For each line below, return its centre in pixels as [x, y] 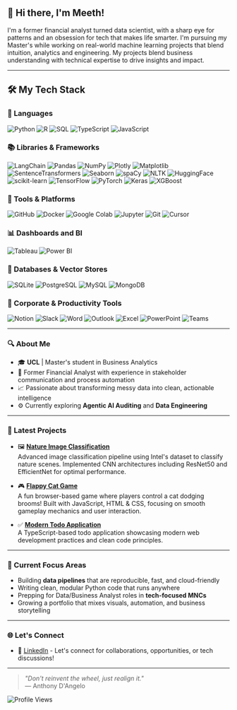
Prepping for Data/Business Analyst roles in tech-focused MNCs [112, 595]
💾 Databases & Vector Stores [57, 269]
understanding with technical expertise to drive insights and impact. [106, 60]
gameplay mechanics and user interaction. [79, 511]
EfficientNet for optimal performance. [72, 471]
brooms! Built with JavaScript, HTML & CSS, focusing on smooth [111, 503]
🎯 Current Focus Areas [47, 564]
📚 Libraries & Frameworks [54, 148]
